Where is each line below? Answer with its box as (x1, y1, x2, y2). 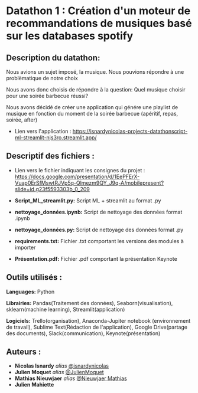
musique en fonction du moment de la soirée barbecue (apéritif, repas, (6, 110, 178, 117)
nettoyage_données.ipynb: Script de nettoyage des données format (14, 208, 183, 215)
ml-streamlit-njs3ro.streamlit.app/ (14, 134, 97, 141)
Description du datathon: (6, 53, 100, 63)
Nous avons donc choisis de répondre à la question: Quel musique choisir (6, 86, 186, 93)
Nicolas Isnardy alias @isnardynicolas (14, 362, 109, 369)
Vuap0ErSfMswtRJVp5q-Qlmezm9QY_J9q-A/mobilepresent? (14, 179, 164, 186)
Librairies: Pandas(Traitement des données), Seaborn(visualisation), (6, 299, 173, 306)
